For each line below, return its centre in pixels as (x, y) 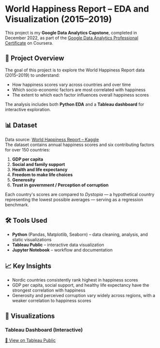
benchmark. (17, 204)
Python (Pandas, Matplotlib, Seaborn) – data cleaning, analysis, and (80, 234)
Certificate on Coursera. (29, 43)
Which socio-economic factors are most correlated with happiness (79, 90)
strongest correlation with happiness (49, 290)
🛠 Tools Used (26, 220)
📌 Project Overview (35, 58)
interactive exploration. (28, 109)
